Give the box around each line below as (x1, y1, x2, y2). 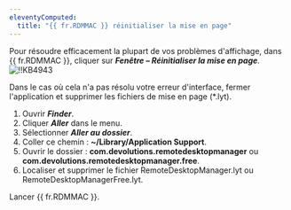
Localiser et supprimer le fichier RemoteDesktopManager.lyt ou (21, 165, 255, 175)
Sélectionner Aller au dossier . (21, 127, 133, 137)
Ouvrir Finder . (21, 108, 75, 119)
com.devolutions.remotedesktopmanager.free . (21, 155, 200, 166)
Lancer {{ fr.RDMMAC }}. (9, 191, 100, 202)
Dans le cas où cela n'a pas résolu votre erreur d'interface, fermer (9, 82, 251, 92)
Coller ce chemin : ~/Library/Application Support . (21, 136, 207, 147)
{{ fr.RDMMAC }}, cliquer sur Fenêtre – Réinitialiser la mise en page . (9, 55, 260, 66)
